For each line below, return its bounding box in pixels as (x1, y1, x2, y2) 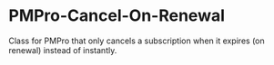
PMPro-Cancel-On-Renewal (8, 5, 225, 26)
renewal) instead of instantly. (8, 44, 117, 55)
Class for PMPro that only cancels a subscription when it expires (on (8, 35, 265, 46)
